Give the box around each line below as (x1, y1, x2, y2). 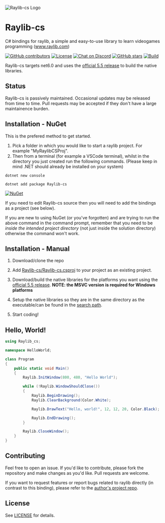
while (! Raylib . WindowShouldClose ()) (23, 384, 100, 389)
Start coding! (12, 312, 39, 317)
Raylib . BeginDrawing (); (31, 393, 80, 398)
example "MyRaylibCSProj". (12, 148, 68, 154)
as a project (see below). (5, 205, 56, 211)
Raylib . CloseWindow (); (23, 429, 69, 434)
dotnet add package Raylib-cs (5, 181, 67, 187)
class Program (5, 356, 34, 362)
